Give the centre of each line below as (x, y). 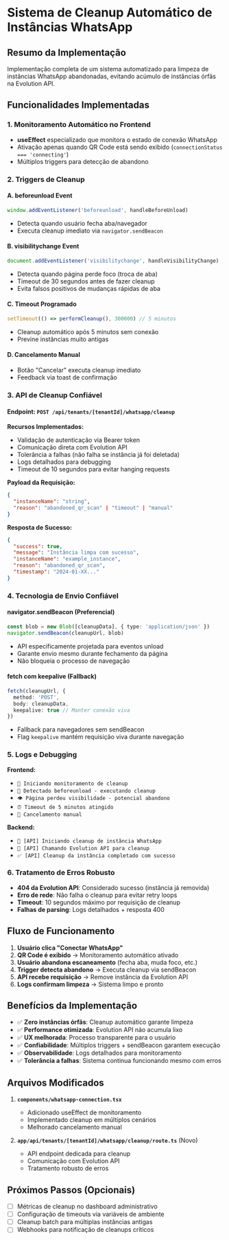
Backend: (21, 827)
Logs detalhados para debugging (64, 462)
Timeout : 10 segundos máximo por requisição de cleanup (98, 902)
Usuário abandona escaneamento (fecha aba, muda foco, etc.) (107, 962)
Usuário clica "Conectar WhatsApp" (70, 948)
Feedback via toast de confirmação (67, 377)
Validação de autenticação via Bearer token (79, 440)
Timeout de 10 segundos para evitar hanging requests (93, 469)
